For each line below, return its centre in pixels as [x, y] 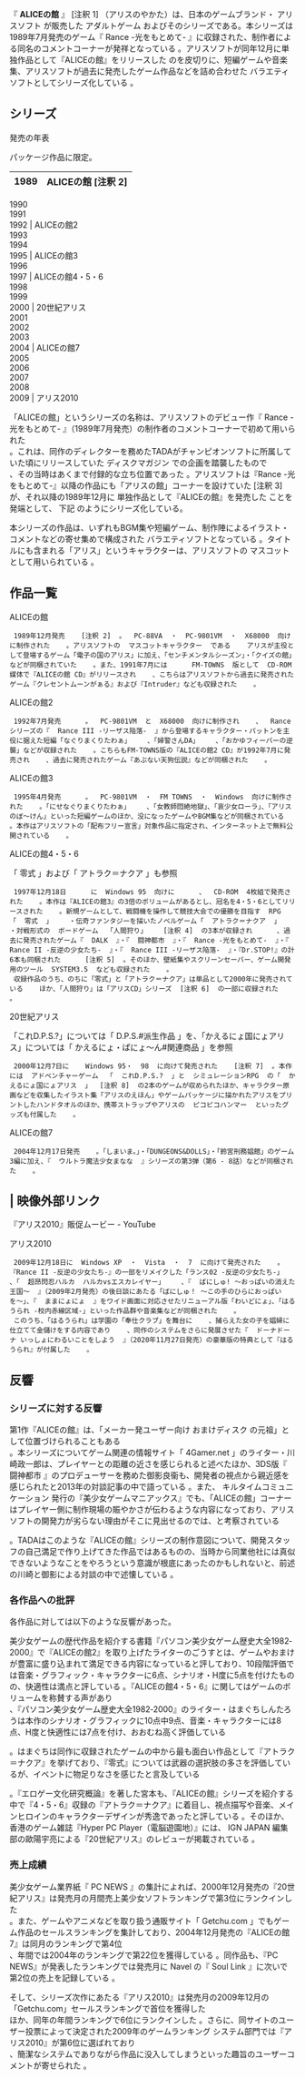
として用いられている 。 [54, 561]
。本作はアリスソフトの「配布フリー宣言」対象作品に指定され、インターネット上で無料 [148, 826]
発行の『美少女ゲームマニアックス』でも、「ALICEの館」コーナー [172, 1498]
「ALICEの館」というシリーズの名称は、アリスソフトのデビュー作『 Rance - [152, 417]
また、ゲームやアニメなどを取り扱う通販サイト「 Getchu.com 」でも [145, 1921]
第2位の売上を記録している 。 [65, 1977]
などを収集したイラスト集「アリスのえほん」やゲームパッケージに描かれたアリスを [148, 1095]
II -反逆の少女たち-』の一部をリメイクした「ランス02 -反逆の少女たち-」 [162, 1273]
